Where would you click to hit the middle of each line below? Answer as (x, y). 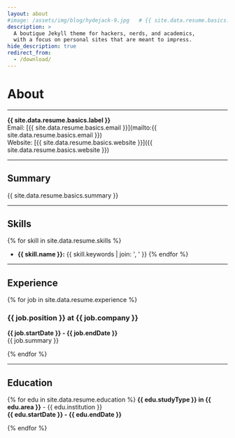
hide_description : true (42, 46)
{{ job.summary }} (33, 341)
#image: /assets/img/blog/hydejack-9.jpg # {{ (79, 20)
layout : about (28, 14)
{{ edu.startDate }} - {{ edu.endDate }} (65, 415)
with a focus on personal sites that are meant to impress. (103, 40)
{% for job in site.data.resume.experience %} (72, 300)
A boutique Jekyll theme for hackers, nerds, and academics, (105, 33)
